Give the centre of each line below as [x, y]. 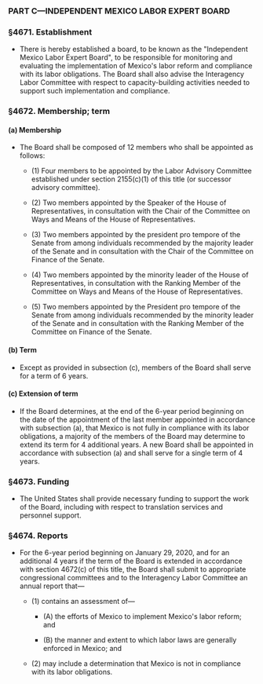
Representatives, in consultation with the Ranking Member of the [136, 283]
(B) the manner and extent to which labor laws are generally [140, 640]
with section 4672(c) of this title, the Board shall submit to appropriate [133, 569]
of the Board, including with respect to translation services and [121, 507]
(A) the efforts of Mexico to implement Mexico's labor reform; [142, 616]
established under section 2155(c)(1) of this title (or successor [131, 179]
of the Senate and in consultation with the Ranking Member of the [138, 324]
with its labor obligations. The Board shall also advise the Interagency [132, 74]
